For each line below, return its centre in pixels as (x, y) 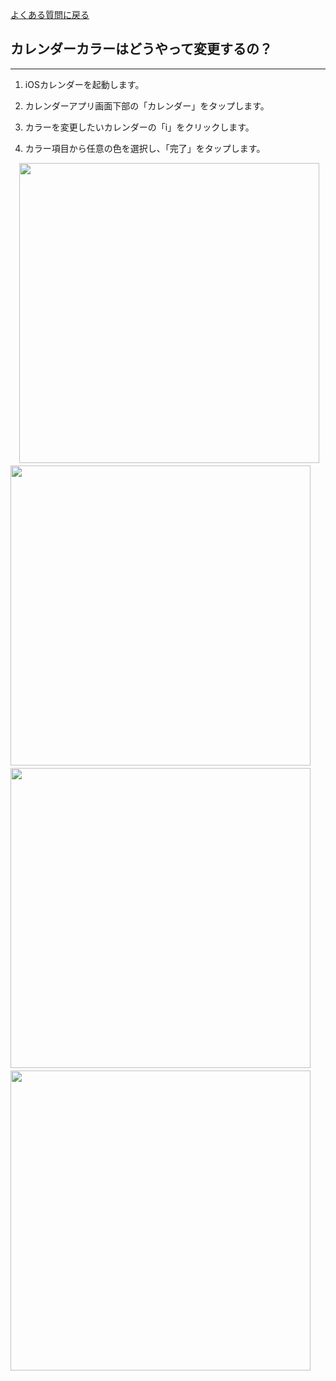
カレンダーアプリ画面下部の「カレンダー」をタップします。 (147, 105)
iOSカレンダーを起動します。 (84, 84)
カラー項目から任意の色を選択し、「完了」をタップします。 (145, 148)
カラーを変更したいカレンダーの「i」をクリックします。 (139, 127)
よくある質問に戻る (50, 14)
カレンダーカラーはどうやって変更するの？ (141, 49)
